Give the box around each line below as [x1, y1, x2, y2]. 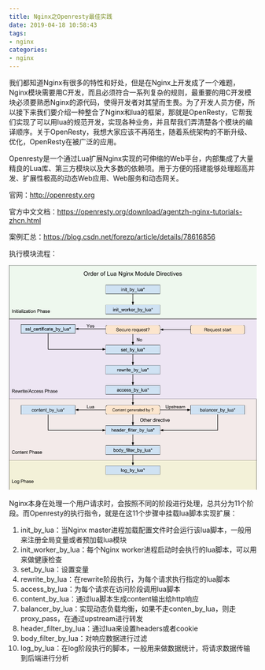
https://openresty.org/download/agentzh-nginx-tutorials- [57, 207, 243, 216]
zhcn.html [9, 216, 42, 225]
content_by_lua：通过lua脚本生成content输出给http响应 [20, 594, 199, 604]
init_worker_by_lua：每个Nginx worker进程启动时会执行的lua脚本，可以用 [20, 545, 257, 555]
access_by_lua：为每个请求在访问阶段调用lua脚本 [20, 584, 181, 594]
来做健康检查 [20, 555, 62, 564]
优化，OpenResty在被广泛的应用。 [9, 137, 121, 146]
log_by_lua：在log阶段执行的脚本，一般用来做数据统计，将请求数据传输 [20, 643, 251, 653]
